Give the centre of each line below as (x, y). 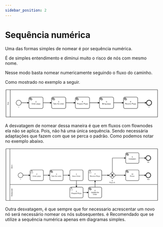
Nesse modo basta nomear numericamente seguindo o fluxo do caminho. (79, 73)
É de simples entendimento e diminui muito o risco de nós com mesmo (76, 58)
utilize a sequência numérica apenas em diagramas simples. (65, 220)
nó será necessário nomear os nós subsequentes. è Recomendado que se (80, 214)
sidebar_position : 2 (26, 10)
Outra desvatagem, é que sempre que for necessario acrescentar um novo (80, 209)
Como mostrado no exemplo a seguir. (43, 82)
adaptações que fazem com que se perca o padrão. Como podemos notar (79, 136)
